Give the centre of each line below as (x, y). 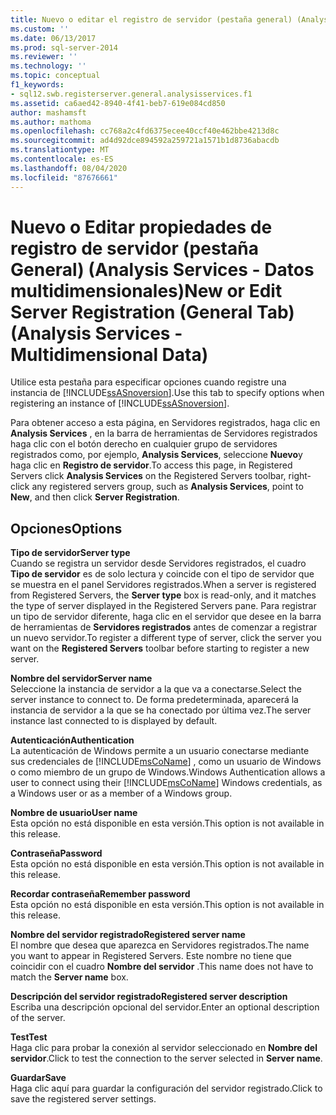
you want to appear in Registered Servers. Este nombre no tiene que (151, 956)
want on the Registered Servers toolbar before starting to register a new (160, 648)
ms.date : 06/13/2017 (53, 38)
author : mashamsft (48, 112)
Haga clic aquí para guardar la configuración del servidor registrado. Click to (166, 1088)
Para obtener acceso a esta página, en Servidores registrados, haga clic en (165, 423)
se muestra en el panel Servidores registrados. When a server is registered (163, 585)
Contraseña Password (56, 853)
